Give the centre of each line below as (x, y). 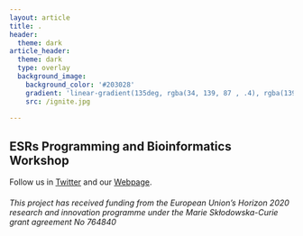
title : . (26, 26)
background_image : (52, 77)
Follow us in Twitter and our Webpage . (81, 182)
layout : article (40, 18)
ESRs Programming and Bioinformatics (120, 146)
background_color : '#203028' (80, 85)
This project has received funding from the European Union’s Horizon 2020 (150, 203)
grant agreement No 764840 (63, 222)
